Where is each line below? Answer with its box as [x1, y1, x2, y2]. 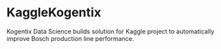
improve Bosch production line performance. [6, 34, 134, 42]
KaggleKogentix [6, 5, 102, 20]
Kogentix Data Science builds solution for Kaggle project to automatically [6, 27, 215, 35]
